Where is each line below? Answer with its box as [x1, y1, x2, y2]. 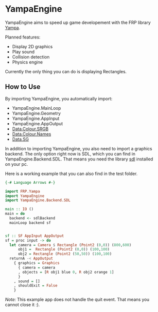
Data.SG [12, 136, 29, 142]
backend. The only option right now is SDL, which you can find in [5, 151, 136, 156]
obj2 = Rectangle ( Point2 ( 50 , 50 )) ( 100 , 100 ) [18, 252, 112, 256]
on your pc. [5, 161, 28, 167]
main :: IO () [5, 207, 34, 212]
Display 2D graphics [12, 43, 53, 49]
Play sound [12, 49, 35, 55]
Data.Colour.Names [12, 131, 52, 137]
